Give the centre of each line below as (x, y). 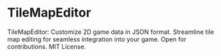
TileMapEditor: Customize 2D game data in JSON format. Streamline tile (111, 32)
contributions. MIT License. (47, 46)
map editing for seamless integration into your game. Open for (97, 39)
